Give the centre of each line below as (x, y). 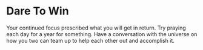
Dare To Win (38, 11)
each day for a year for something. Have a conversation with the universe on (102, 34)
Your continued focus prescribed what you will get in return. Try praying (96, 28)
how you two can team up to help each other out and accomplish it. (90, 40)
